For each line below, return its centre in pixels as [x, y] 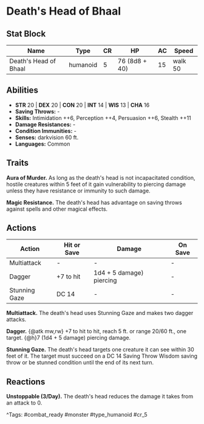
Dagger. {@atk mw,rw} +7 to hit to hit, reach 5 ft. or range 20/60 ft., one [97, 331]
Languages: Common [42, 144]
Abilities [22, 90]
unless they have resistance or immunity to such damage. [78, 191]
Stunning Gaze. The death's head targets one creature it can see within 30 [100, 350]
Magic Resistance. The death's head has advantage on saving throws [94, 202]
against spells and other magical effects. [57, 209]
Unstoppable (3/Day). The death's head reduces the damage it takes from [100, 397]
